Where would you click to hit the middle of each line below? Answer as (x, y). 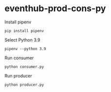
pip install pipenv (24, 31)
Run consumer (19, 58)
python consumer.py (24, 67)
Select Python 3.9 (22, 40)
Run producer (18, 75)
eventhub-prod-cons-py (55, 9)
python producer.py (24, 85)
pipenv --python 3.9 (26, 49)
